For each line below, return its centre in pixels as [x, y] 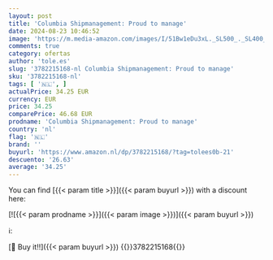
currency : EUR [32, 99]
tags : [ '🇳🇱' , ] [38, 84]
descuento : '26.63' [41, 159]
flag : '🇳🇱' [28, 136]
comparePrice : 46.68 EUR [50, 115]
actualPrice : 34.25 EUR [49, 91]
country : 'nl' [32, 129]
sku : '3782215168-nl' [45, 76]
